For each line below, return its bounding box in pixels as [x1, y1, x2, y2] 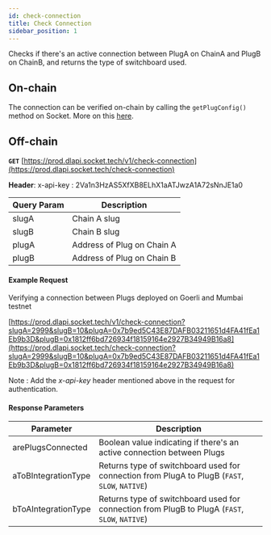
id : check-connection [8, 11, 81, 20]
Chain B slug [72, 226, 120, 237]
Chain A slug [72, 213, 120, 224]
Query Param [12, 200, 65, 210]
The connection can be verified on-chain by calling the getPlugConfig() [8, 103, 248, 112]
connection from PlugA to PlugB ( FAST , [98, 470, 244, 482]
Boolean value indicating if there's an [98, 437, 240, 449]
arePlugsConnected [12, 442, 88, 453]
